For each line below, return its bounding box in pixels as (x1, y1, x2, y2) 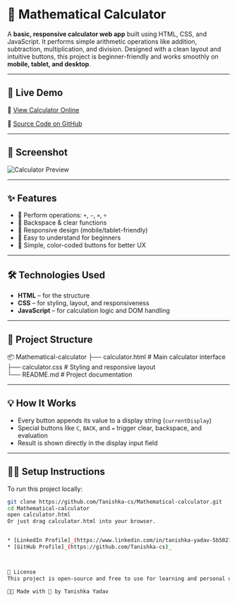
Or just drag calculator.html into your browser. (7, 518, 157, 525)
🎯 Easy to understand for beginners (17, 233, 121, 242)
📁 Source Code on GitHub (7, 119, 83, 128)
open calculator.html (7, 512, 71, 519)
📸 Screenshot (7, 146, 68, 158)
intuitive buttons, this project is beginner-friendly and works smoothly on (7, 52, 219, 61)
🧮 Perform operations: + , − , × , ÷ (17, 211, 107, 220)
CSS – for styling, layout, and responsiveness (17, 299, 150, 307)
